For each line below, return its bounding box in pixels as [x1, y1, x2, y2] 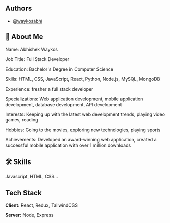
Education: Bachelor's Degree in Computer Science [5, 66, 114, 72]
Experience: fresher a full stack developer [5, 86, 93, 92]
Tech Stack [5, 188, 42, 197]
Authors [5, 4, 32, 13]
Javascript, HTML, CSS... [5, 174, 58, 180]
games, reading [5, 116, 38, 123]
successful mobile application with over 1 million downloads [5, 142, 131, 148]
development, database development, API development [5, 101, 122, 107]
